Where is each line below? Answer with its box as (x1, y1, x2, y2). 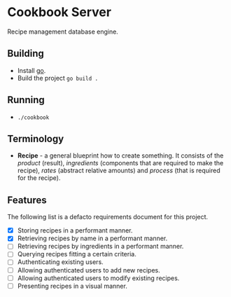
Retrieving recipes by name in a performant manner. (17, 234, 168, 242)
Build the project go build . (17, 74, 99, 82)
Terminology (7, 132, 64, 144)
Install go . (17, 66, 46, 74)
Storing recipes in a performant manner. (17, 226, 133, 235)
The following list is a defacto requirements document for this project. (7, 213, 209, 221)
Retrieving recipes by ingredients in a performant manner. (17, 242, 184, 251)
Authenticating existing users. (17, 258, 104, 266)
